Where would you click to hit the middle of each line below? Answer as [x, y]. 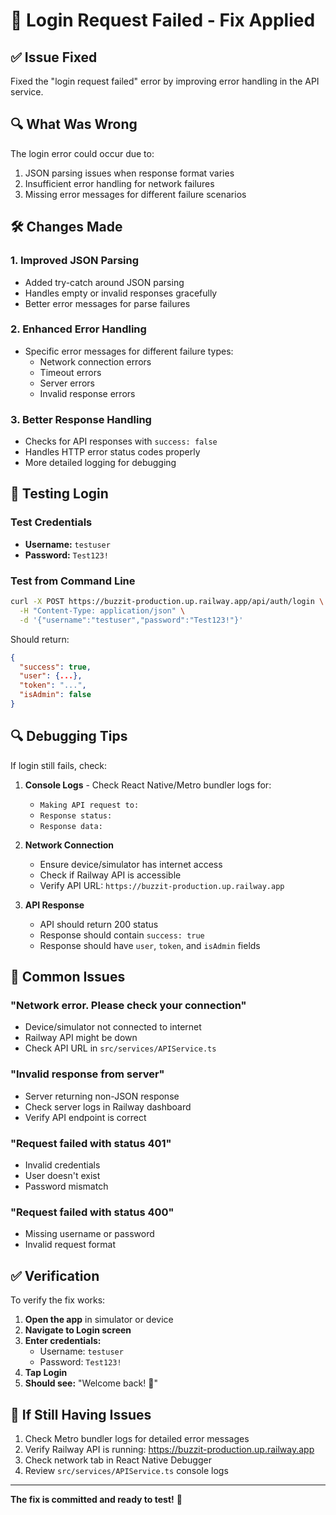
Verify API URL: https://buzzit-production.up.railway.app [162, 885]
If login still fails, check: [59, 765]
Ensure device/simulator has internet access [131, 864]
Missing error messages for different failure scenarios [135, 194]
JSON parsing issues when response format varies [129, 173]
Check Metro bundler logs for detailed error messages [137, 1438]
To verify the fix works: [58, 1300]
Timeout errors [70, 372]
